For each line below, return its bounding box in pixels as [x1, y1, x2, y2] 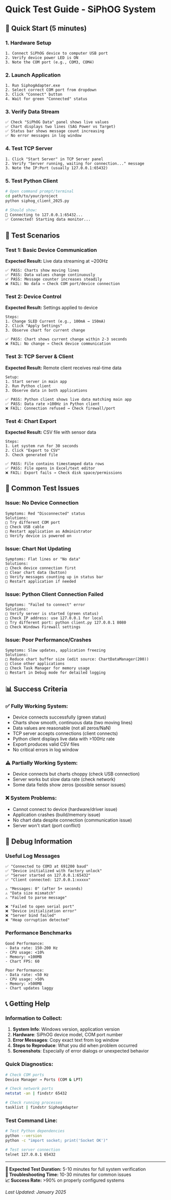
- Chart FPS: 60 [5, 959, 40, 964]
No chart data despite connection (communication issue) [12, 817, 132, 823]
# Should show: [5, 208, 38, 213]
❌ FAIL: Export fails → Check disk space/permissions [5, 470, 122, 475]
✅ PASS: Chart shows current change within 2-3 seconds [5, 337, 127, 342]
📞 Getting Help [5, 1000, 50, 1008]
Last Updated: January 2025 [5, 1189, 66, 1195]
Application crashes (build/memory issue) [12, 811, 101, 818]
